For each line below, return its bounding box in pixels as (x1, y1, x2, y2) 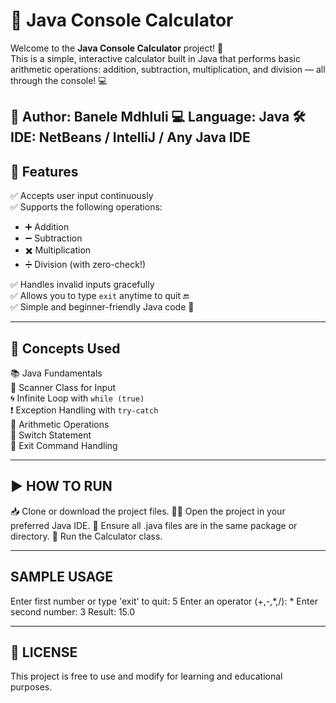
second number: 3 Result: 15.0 (10, 605, 136, 618)
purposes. (10, 681, 53, 693)
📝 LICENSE (10, 644, 78, 661)
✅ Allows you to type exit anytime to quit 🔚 (10, 290, 190, 302)
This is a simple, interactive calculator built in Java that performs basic (10, 52, 301, 64)
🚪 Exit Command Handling (10, 439, 118, 451)
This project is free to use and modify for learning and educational (10, 670, 283, 683)
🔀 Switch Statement (10, 429, 92, 441)
